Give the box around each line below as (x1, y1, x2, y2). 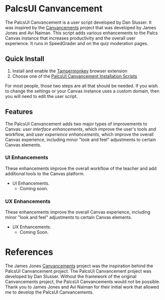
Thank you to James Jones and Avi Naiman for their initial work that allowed (5, 284, 159, 290)
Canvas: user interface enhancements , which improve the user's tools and (5, 126, 156, 132)
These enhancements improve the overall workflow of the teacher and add (5, 165, 157, 171)
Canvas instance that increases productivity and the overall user (5, 35, 136, 41)
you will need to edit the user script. (5, 93, 78, 99)
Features (5, 107, 33, 116)
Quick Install (5, 55, 44, 63)
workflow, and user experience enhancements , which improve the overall (5, 131, 154, 137)
